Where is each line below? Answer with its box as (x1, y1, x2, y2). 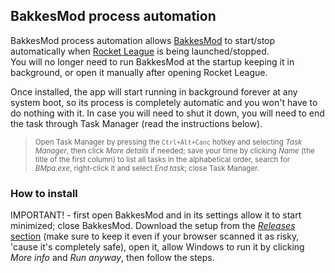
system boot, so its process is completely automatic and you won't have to (10, 96, 318, 108)
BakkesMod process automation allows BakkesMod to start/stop (10, 34, 276, 46)
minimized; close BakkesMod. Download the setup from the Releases (10, 220, 296, 232)
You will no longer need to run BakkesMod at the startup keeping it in (10, 55, 295, 68)
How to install (10, 186, 78, 200)
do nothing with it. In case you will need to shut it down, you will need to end (10, 107, 325, 119)
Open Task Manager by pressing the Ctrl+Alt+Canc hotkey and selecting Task (34, 137, 303, 147)
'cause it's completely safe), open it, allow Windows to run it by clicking (10, 241, 305, 253)
